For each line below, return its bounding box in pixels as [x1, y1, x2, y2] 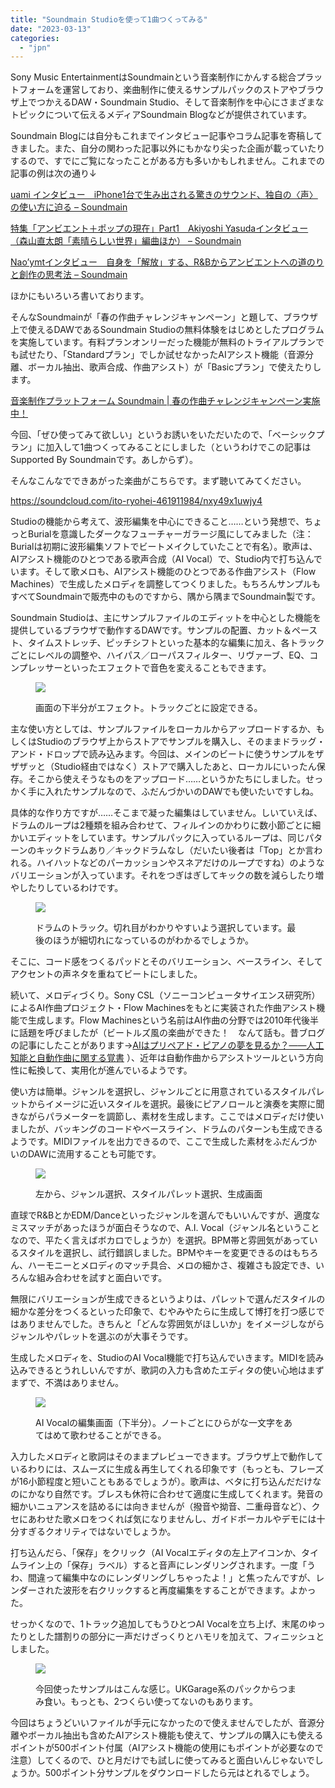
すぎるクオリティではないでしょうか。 [18, 1526, 177, 1538]
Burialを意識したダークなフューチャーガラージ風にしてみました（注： [27, 528, 314, 540]
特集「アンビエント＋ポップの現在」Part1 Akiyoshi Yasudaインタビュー [10, 222, 309, 235]
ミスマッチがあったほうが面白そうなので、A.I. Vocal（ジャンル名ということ [10, 1222, 320, 1234]
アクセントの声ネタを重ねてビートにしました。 [10, 968, 203, 980]
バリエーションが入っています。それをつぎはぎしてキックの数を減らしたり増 [10, 869, 325, 881]
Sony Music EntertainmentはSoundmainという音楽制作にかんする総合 [10, 71, 297, 83]
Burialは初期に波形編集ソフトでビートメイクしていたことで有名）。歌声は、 [10, 541, 318, 553]
